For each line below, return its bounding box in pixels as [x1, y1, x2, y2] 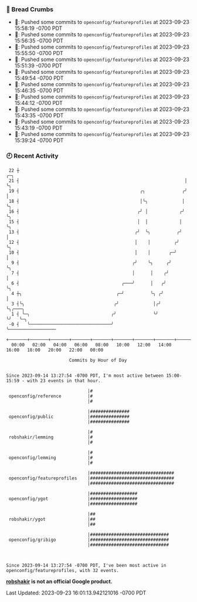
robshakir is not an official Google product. [6, 577, 113, 585]
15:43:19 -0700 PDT [14, 124, 63, 131]
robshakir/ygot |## [8, 516, 96, 522]
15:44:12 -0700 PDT [14, 100, 63, 107]
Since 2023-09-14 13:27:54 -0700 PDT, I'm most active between [6, 372, 164, 379]
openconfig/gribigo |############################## [8, 536, 169, 543]
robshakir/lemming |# [8, 434, 93, 440]
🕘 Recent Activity [6, 152, 59, 160]
